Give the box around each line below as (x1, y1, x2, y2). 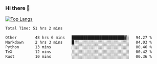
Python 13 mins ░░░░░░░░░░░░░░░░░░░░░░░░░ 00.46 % (5, 44, 152, 50)
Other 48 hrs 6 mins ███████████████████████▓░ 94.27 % (5, 35, 152, 40)
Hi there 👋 (5, 5, 31, 12)
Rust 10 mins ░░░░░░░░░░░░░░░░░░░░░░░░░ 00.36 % (5, 54, 152, 59)
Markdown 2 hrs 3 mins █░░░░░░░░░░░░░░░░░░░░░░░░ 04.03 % (5, 40, 152, 45)
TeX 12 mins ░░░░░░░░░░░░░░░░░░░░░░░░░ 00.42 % (5, 49, 152, 54)
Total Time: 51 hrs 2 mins (5, 26, 63, 31)
